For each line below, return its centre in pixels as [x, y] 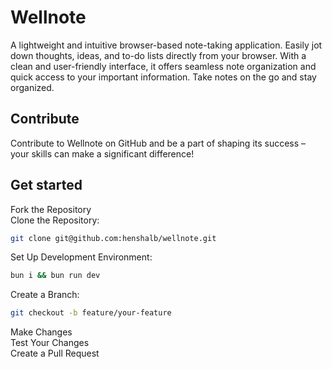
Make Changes [41, 332]
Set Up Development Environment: [81, 257]
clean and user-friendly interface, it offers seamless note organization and [163, 66]
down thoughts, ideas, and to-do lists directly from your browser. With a [158, 55]
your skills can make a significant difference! [102, 153]
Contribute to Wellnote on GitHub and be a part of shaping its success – [158, 143]
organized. [32, 87]
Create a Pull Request [55, 353]
